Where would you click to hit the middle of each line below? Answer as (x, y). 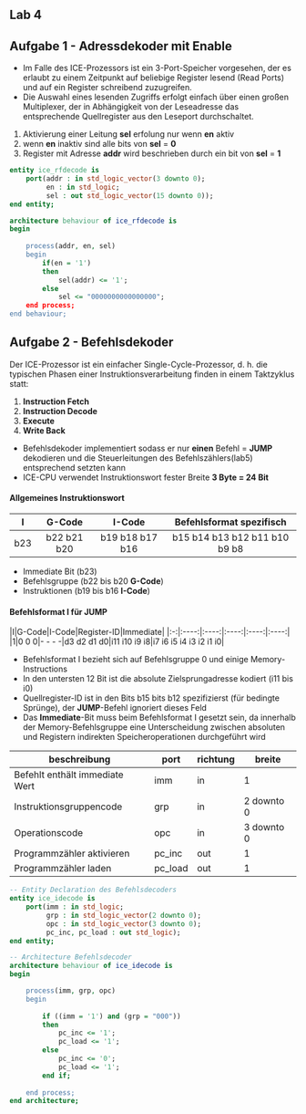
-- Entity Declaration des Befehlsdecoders (93, 890)
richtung (216, 759)
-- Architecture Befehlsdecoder (71, 957)
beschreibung (80, 759)
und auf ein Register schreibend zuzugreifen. (107, 88)
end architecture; (44, 1101)
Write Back (44, 430)
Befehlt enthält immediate (69, 775)
